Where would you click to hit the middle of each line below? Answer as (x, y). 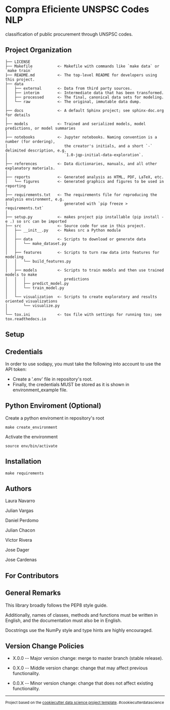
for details (18, 115)
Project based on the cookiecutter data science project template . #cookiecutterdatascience (85, 703)
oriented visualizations (31, 301)
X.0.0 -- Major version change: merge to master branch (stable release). (88, 658)
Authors (18, 488)
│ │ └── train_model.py (35, 288)
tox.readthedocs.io (26, 319)
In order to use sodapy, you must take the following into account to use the (83, 364)
